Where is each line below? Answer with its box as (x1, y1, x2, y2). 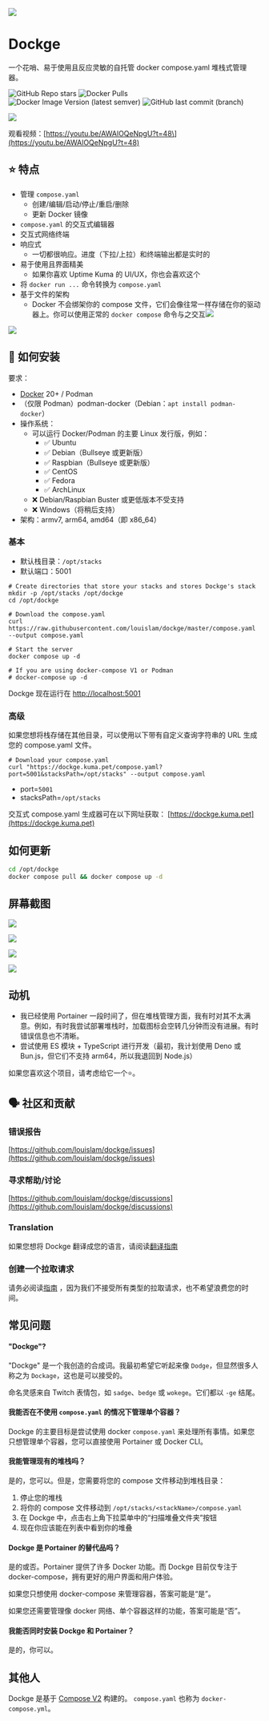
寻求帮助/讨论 (8, 1175, 62, 1186)
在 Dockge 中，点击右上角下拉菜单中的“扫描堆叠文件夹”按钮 (19, 1513, 218, 1522)
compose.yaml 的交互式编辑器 (19, 219, 114, 228)
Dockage (30, 1372, 58, 1380)
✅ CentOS (43, 466, 78, 476)
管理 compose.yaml (19, 189, 80, 199)
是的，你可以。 (8, 1645, 58, 1654)
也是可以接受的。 (70, 1370, 127, 1380)
